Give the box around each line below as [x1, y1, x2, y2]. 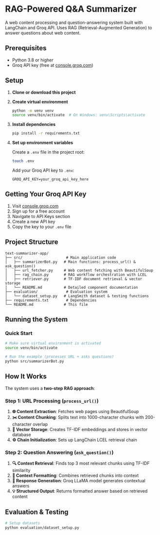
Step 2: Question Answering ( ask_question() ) [5, 449, 114, 456]
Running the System [5, 316, 68, 324]
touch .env [12, 159, 35, 164]
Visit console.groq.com [12, 203, 59, 209]
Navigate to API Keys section [12, 213, 71, 219]
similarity [12, 467, 31, 474]
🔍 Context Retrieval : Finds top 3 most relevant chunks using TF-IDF [12, 460, 150, 466]
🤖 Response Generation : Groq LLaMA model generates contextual [12, 478, 146, 484]
